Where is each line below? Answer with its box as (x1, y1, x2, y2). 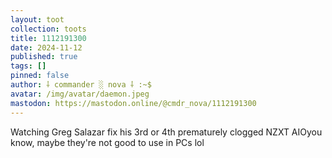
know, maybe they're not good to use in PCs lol (10, 136, 205, 148)
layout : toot (10, 14, 65, 25)
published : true (10, 52, 78, 62)
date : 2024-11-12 (10, 42, 83, 53)
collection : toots (10, 24, 87, 34)
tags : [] (10, 61, 47, 71)
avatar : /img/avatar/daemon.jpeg (10, 89, 150, 99)
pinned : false (10, 71, 70, 81)
